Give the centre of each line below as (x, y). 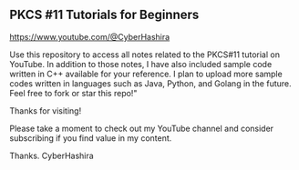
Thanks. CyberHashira (52, 155)
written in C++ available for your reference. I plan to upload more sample (146, 74)
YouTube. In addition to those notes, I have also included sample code (141, 64)
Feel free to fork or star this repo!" (73, 93)
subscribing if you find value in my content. (91, 138)
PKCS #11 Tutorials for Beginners (104, 15)
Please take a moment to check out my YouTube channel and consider (142, 128)
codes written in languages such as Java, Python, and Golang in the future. (150, 83)
